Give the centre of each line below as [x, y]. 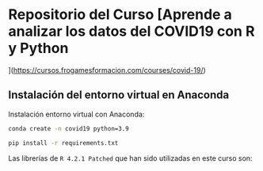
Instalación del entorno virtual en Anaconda [119, 95]
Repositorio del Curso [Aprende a [120, 15]
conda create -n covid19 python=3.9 [69, 128]
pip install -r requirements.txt [63, 143]
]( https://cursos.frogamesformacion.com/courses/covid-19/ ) [107, 70]
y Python [38, 48]
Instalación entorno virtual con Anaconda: [76, 114]
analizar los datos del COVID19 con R [131, 31]
